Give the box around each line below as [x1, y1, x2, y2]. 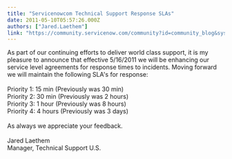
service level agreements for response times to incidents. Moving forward [7, 63, 217, 71]
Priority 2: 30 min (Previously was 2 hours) [7, 93, 129, 101]
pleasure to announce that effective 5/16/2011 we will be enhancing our [7, 56, 209, 64]
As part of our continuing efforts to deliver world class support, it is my [7, 48, 209, 57]
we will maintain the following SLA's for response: [7, 71, 148, 79]
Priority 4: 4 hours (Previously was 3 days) [7, 107, 129, 115]
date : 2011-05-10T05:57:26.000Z [7, 17, 100, 24]
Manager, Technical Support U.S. [7, 144, 101, 152]
